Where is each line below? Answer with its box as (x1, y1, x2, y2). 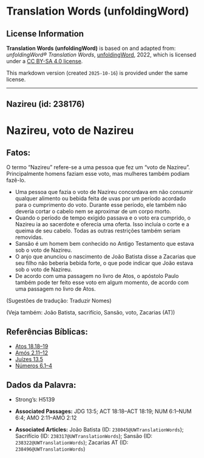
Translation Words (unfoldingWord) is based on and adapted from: (6, 44, 176, 52)
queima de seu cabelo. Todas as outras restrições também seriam (15, 227, 181, 235)
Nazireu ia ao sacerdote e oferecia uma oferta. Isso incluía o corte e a (15, 221, 189, 228)
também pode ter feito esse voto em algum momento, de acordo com (15, 279, 189, 286)
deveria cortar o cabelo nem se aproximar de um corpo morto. (15, 208, 171, 215)
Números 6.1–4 (15, 362, 53, 369)
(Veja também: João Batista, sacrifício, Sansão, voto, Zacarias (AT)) (6, 309, 175, 316)
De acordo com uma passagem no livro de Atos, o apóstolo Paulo (15, 272, 179, 280)
